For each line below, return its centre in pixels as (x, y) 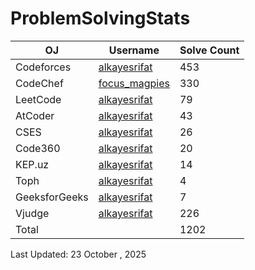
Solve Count (209, 50)
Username (134, 50)
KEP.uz (32, 164)
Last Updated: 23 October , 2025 (78, 254)
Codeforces (43, 67)
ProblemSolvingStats (100, 18)
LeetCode (38, 99)
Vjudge (32, 213)
